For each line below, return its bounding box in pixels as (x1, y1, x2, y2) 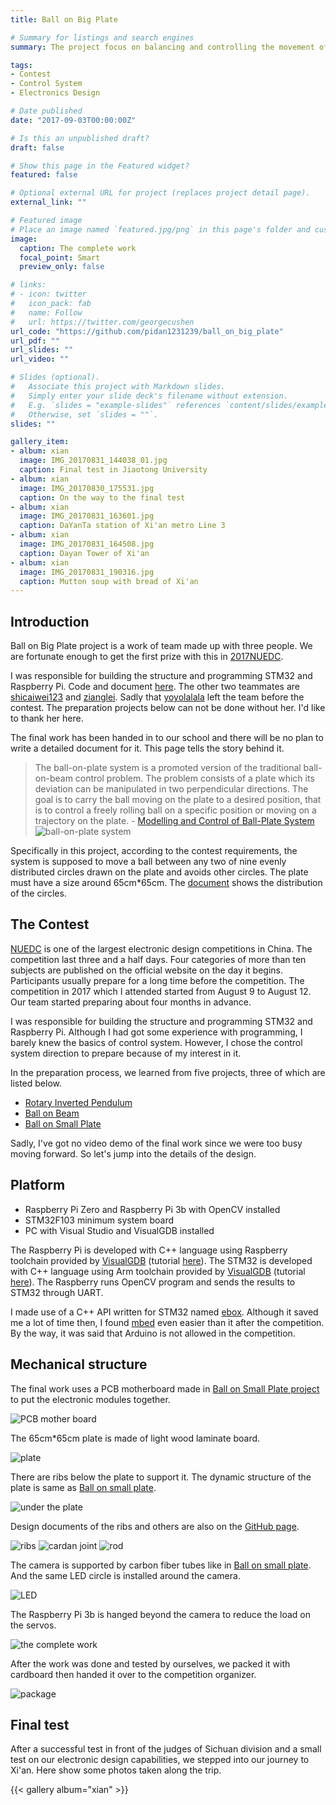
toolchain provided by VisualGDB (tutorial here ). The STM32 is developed (10, 1254, 313, 1266)
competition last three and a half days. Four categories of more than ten (10, 953, 307, 965)
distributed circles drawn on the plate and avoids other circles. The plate (10, 866, 309, 878)
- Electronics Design (10, 88, 101, 98)
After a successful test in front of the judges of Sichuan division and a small (10, 1743, 322, 1755)
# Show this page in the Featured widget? (10, 161, 190, 171)
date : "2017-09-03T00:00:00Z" (10, 115, 137, 125)
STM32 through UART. (10, 1286, 104, 1298)
